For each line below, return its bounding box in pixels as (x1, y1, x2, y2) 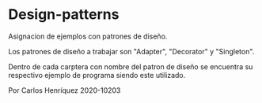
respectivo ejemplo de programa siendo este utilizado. (8, 70, 186, 79)
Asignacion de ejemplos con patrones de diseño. (8, 31, 168, 41)
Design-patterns (8, 6, 120, 24)
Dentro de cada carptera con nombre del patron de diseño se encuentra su (8, 61, 253, 72)
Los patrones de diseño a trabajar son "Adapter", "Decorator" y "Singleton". (8, 46, 255, 56)
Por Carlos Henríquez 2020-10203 (8, 85, 121, 95)
